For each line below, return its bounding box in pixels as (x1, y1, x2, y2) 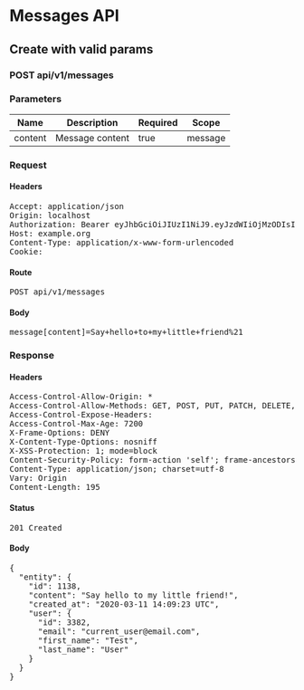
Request (9, 158, 47, 171)
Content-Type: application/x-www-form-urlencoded (9, 237, 234, 247)
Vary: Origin (9, 473, 68, 484)
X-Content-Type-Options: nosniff (9, 436, 158, 447)
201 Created (9, 522, 62, 532)
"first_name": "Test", (37, 635, 138, 646)
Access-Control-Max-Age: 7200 (9, 418, 144, 429)
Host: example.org (9, 228, 91, 238)
